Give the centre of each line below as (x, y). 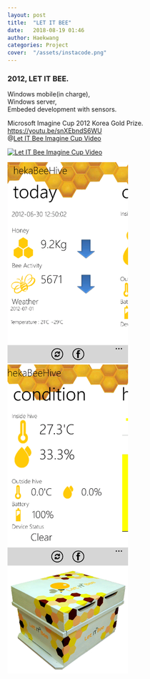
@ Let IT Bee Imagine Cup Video (54, 139)
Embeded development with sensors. (62, 109)
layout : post (27, 15)
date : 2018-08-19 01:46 (46, 30)
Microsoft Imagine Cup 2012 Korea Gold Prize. (75, 123)
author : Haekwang (33, 38)
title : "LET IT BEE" (40, 23)
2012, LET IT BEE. (38, 79)
